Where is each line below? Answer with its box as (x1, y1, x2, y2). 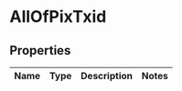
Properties (9, 43, 71, 58)
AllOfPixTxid (9, 6, 107, 27)
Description (80, 70, 133, 82)
